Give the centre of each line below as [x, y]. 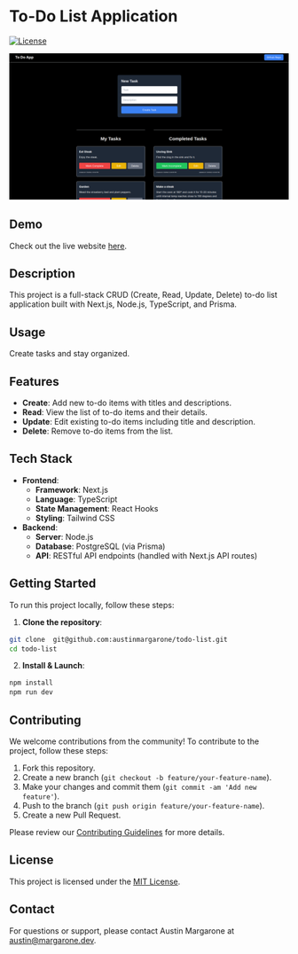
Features [34, 382]
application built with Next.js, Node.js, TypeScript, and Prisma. [123, 304]
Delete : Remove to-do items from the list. [98, 431]
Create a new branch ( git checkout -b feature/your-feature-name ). [147, 777]
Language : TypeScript [76, 499]
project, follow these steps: [59, 750]
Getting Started [53, 584]
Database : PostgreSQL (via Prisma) [100, 546]
